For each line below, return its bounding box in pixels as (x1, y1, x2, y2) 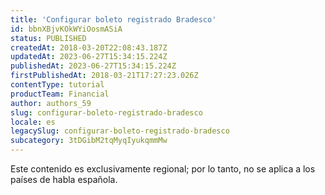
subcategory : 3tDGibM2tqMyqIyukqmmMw (10, 136, 168, 146)
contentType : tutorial (10, 80, 105, 90)
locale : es (10, 117, 56, 127)
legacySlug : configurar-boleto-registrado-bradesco (10, 126, 230, 136)
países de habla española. (10, 174, 118, 185)
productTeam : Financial (10, 89, 110, 99)
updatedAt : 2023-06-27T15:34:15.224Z (10, 52, 168, 62)
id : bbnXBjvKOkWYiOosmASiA (10, 24, 123, 34)
